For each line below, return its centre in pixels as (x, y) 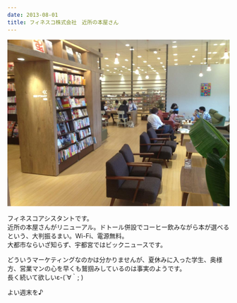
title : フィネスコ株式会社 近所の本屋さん (63, 22)
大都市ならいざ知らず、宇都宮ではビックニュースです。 (87, 245)
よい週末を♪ (25, 292)
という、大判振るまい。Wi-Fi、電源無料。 (68, 235)
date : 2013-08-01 (33, 15)
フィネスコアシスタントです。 (50, 218)
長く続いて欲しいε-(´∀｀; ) (45, 277)
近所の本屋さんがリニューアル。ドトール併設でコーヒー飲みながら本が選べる (119, 227)
